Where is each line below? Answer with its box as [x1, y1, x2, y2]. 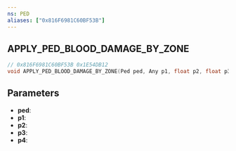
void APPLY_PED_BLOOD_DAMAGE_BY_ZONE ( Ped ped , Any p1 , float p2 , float [7, 68, 221, 75]
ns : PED [7, 10, 30, 18]
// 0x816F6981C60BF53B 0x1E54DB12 [7, 61, 109, 69]
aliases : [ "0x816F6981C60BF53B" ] [7, 17, 105, 24]
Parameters [7, 87, 60, 99]
